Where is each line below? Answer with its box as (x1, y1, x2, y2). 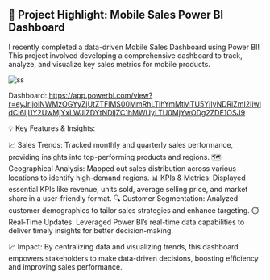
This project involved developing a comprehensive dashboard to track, (8, 50, 243, 61)
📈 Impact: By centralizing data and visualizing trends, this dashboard (8, 241, 239, 251)
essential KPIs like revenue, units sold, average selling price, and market (8, 184, 248, 194)
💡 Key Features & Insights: (8, 123, 96, 133)
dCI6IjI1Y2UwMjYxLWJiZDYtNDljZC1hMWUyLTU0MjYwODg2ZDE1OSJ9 (8, 107, 246, 117)
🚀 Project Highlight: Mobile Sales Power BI (8, 8, 224, 22)
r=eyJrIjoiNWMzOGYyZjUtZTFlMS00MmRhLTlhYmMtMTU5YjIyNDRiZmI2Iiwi (8, 98, 262, 109)
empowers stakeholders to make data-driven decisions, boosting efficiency (8, 253, 260, 263)
